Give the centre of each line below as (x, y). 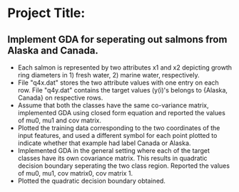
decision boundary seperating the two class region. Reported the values (124, 166)
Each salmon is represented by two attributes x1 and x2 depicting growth (125, 68)
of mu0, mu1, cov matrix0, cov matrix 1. (75, 173)
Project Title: (46, 13)
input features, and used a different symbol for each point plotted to (117, 135)
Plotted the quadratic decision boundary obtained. (92, 181)
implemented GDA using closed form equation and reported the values (122, 113)
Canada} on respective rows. (60, 98)
